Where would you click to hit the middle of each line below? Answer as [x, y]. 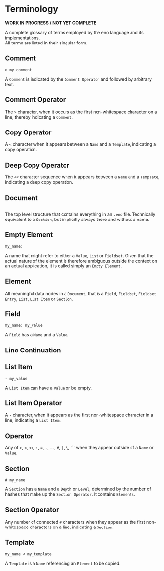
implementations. [23, 38]
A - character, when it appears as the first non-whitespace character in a [79, 415]
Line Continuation [33, 350]
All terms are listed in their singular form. [46, 43]
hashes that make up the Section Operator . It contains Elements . [70, 494]
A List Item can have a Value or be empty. [49, 388]
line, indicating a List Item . [33, 420]
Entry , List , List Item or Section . [39, 299]
